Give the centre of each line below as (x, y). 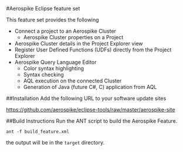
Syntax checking (44, 75)
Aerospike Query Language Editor (55, 62)
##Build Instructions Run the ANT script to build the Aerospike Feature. (92, 121)
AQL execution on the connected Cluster (72, 81)
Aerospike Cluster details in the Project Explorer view (79, 44)
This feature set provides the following (52, 20)
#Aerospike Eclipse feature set (43, 8)
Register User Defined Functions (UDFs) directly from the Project (93, 50)
